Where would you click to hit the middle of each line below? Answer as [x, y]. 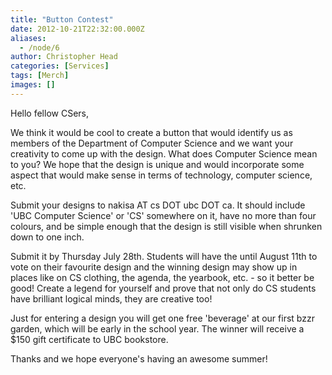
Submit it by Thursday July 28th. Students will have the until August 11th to [164, 256]
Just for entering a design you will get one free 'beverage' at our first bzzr [162, 318]
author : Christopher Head [64, 57]
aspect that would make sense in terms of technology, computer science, [161, 175]
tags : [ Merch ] [40, 76]
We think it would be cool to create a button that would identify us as [151, 132]
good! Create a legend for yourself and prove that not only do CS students [163, 288]
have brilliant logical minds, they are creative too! [111, 298]
